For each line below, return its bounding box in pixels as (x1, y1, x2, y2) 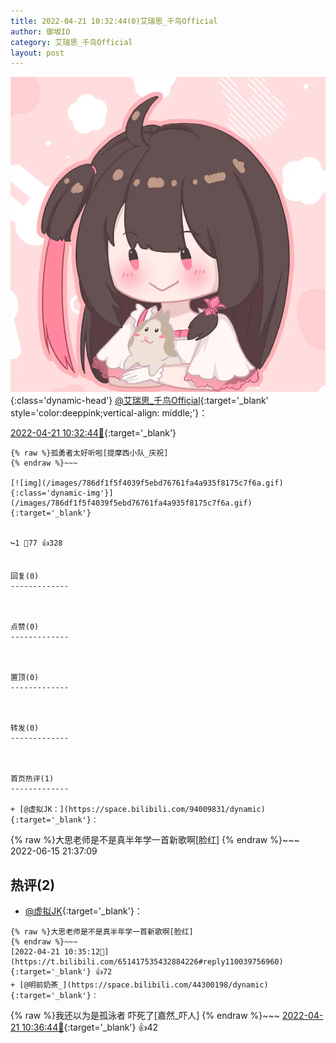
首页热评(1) (10, 774, 55, 784)
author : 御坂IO (10, 26, 71, 37)
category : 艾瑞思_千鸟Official (10, 37, 133, 47)
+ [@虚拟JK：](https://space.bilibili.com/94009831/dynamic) (10, 805, 266, 815)
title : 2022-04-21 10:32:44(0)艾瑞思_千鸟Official (10, 16, 218, 26)
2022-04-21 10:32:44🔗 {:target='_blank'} (10, 427, 177, 439)
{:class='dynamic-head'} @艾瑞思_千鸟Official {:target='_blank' (10, 395, 269, 407)
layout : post (10, 48, 65, 58)
